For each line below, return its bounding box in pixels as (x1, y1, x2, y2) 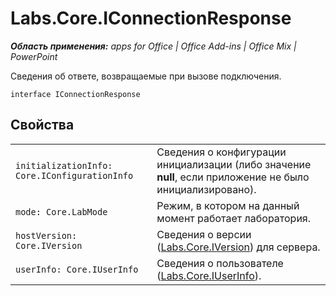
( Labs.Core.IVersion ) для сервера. (156, 240, 321, 254)
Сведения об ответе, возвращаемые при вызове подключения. (10, 70, 282, 82)
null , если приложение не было (156, 170, 310, 184)
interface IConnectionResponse (10, 89, 141, 99)
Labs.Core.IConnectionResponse (10, 7, 292, 30)
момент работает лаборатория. (156, 211, 312, 225)
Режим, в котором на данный (156, 198, 300, 212)
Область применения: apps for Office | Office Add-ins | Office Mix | (10, 40, 297, 52)
